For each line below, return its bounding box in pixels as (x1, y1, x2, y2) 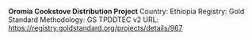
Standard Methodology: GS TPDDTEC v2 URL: (8, 15, 159, 24)
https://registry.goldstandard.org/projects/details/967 (8, 24, 183, 32)
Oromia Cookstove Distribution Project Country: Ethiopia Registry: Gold (8, 7, 245, 16)
